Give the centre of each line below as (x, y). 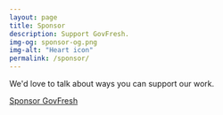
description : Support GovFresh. (69, 34)
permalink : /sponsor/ (50, 58)
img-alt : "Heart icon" (51, 50)
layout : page (33, 17)
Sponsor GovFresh (44, 101)
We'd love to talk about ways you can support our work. (112, 84)
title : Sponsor (37, 26)
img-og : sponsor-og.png (54, 42)
